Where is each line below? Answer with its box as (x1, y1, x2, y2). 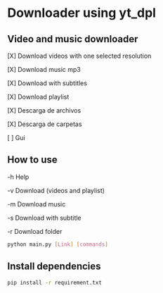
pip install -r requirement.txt (7, 279, 102, 286)
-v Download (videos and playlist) (7, 186, 105, 194)
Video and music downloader (7, 33, 138, 45)
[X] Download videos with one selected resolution (7, 51, 152, 60)
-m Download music (7, 199, 66, 208)
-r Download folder (7, 227, 63, 235)
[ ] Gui (7, 134, 26, 142)
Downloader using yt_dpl (7, 5, 157, 21)
